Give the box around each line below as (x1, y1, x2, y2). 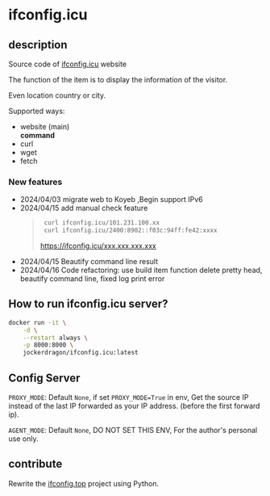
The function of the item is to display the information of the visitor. (8, 75, 228, 84)
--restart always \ (23, 334, 89, 342)
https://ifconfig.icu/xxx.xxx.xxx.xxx (39, 241, 157, 251)
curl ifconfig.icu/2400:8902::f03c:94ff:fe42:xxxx (44, 226, 218, 235)
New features (8, 176, 63, 187)
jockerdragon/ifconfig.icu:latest (23, 349, 139, 357)
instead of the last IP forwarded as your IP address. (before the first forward (8, 401, 260, 411)
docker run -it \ (8, 318, 67, 326)
